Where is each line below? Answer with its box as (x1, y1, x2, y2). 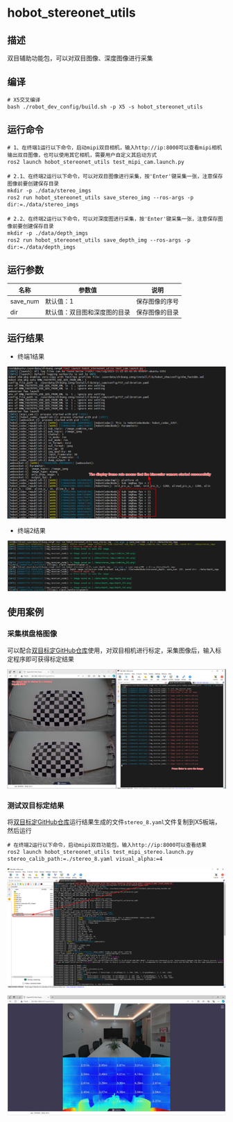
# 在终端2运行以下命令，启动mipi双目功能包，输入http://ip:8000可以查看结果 (7, 842, 207, 849)
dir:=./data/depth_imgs (7, 243, 76, 251)
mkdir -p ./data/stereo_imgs (7, 187, 92, 194)
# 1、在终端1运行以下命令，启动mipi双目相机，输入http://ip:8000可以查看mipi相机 (7, 144, 223, 151)
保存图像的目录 (136, 308, 179, 317)
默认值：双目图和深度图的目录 (44, 308, 130, 317)
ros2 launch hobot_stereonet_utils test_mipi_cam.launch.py (7, 158, 185, 165)
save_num (10, 297, 40, 305)
